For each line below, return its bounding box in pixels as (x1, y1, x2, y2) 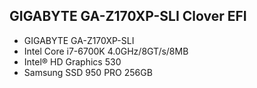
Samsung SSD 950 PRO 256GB (23, 66, 153, 78)
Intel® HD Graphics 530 (23, 55, 122, 68)
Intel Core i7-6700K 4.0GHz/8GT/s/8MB (23, 45, 189, 57)
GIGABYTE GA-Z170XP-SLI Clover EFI (9, 8, 247, 25)
